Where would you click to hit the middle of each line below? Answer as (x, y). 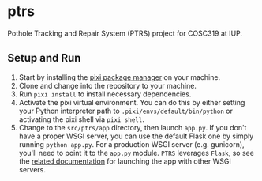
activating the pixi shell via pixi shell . (82, 119)
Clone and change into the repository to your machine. (107, 85)
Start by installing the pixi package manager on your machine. (120, 77)
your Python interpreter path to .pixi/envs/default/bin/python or (126, 111)
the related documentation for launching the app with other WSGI (125, 161)
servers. (32, 169)
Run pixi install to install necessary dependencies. (105, 94)
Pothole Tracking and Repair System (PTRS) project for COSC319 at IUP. (125, 33)
